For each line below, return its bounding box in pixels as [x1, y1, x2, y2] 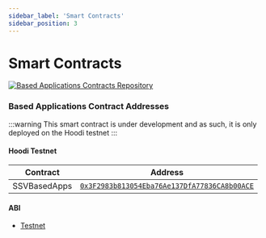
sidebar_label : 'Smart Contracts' [8, 11, 125, 20]
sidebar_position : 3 [8, 19, 78, 27]
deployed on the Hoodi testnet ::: [8, 127, 118, 137]
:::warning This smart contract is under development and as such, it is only [8, 119, 257, 129]
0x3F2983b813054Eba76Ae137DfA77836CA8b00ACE [79, 181, 255, 190]
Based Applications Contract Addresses [8, 101, 170, 112]
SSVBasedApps [12, 180, 73, 191]
